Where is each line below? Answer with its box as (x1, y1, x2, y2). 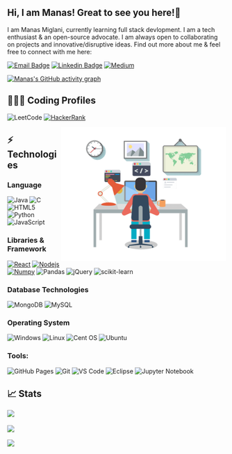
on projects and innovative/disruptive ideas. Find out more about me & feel (7, 40, 221, 49)
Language (7, 180, 42, 190)
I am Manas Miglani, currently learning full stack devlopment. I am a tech (7, 25, 215, 33)
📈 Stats (7, 387, 42, 400)
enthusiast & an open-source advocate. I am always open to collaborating (7, 33, 218, 41)
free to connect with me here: (7, 47, 92, 56)
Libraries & (7, 236, 44, 245)
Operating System (7, 318, 70, 327)
